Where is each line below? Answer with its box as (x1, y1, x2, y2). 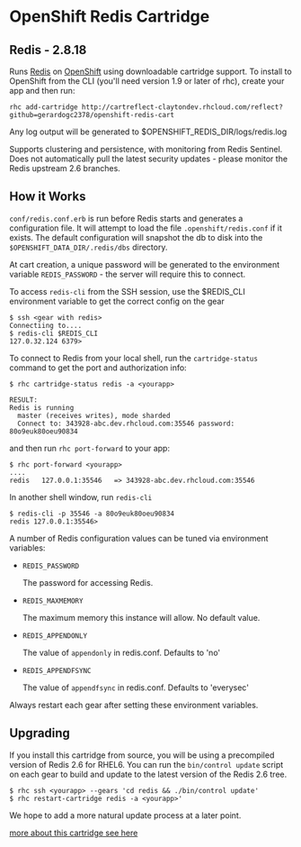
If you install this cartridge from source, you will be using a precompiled (9, 750, 275, 760)
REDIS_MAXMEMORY (22, 597, 84, 606)
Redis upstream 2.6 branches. (9, 163, 121, 173)
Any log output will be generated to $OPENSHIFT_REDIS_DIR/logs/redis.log (9, 126, 288, 137)
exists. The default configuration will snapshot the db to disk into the (9, 232, 263, 242)
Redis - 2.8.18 (9, 42, 87, 58)
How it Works (9, 189, 86, 205)
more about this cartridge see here (9, 827, 138, 838)
